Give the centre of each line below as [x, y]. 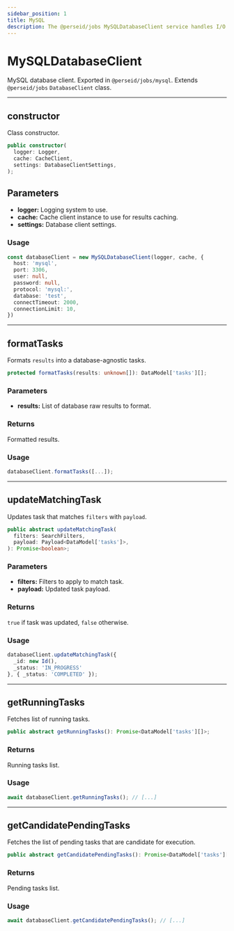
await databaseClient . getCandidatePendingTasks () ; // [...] [96, 920]
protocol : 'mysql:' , [43, 289]
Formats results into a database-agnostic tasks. [77, 360]
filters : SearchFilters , [49, 536]
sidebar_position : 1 [37, 14]
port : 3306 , [31, 270]
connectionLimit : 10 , [45, 309]
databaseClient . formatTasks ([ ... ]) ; [60, 471]
